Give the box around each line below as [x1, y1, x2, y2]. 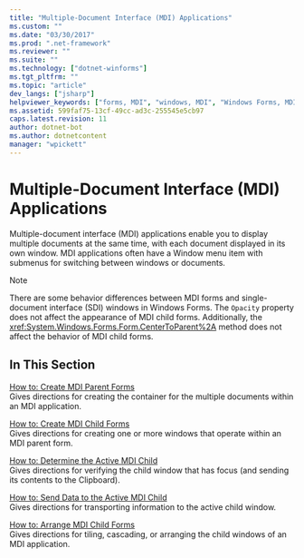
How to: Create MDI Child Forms [9, 418, 130, 429]
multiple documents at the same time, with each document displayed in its [9, 238, 286, 249]
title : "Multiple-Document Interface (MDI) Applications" [9, 13, 233, 23]
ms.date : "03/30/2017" [9, 30, 95, 39]
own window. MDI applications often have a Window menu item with [9, 247, 263, 259]
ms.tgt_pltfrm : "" [9, 73, 79, 82]
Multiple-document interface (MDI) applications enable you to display [9, 228, 269, 239]
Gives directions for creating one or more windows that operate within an [9, 427, 282, 438]
